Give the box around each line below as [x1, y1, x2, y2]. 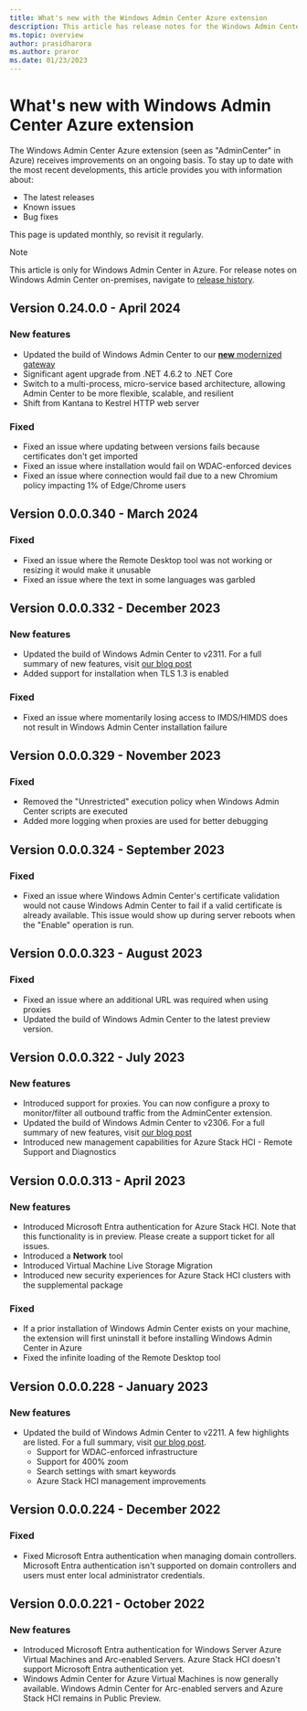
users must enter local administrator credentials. [22, 1569, 206, 1580]
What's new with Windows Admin [9, 95, 271, 116]
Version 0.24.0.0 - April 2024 [9, 301, 181, 316]
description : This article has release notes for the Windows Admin [9, 22, 276, 31]
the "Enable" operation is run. [22, 919, 134, 930]
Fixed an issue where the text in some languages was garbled [22, 573, 256, 585]
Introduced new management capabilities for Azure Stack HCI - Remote [22, 1137, 293, 1148]
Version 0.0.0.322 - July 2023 [9, 1050, 185, 1065]
